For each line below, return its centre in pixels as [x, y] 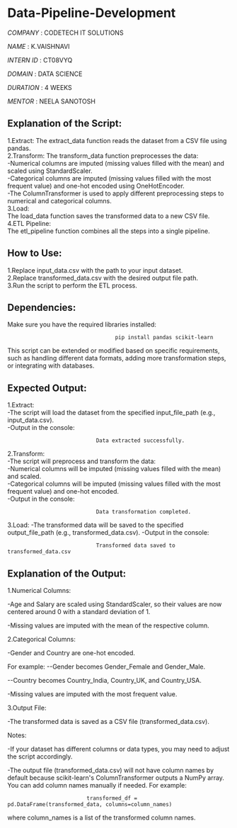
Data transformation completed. [144, 512]
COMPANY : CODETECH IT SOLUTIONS [65, 33]
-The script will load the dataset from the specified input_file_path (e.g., [111, 413]
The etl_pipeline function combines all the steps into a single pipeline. [109, 231]
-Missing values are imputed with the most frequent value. [92, 694]
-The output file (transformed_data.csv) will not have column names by [111, 770]
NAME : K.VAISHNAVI [39, 46]
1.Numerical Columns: [39, 590]
